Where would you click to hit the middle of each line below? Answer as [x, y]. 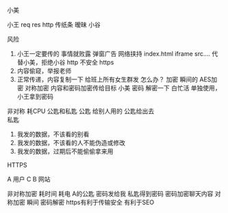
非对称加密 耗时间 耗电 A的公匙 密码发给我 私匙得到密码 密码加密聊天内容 [110, 193]
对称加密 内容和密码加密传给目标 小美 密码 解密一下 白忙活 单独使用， [123, 88]
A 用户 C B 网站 [29, 179]
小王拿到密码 [35, 97]
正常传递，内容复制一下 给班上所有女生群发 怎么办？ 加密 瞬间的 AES [114, 79]
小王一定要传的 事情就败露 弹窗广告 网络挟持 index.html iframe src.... [114, 54]
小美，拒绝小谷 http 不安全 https [68, 62]
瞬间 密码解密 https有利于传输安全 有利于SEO [90, 202]
